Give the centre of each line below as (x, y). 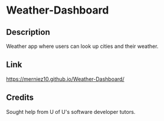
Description (28, 32)
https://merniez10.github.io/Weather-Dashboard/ (65, 79)
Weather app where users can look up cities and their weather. (82, 46)
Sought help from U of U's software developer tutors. (71, 112)
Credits (20, 98)
